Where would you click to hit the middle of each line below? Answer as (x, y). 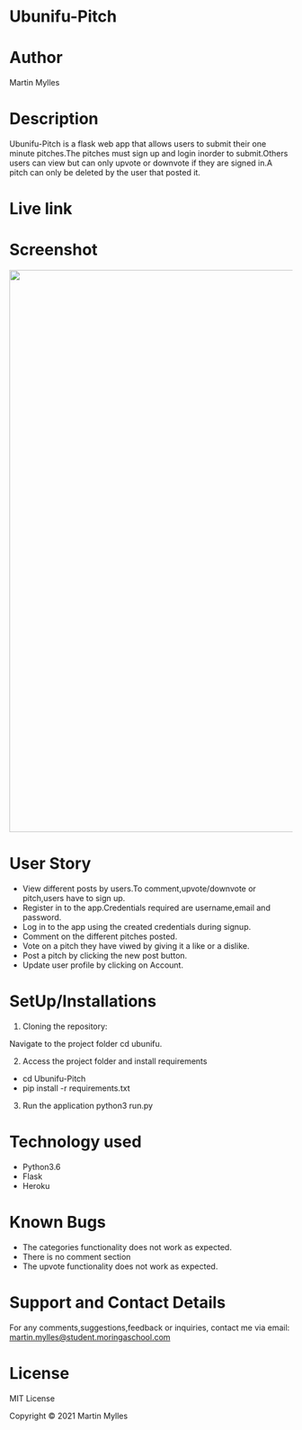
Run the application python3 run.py (88, 1106)
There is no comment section (76, 1256)
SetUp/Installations (83, 1001)
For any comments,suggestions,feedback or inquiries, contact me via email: (150, 1327)
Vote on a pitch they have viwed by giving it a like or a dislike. (136, 946)
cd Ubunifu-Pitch (54, 1079)
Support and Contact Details (118, 1303)
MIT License (32, 1398)
